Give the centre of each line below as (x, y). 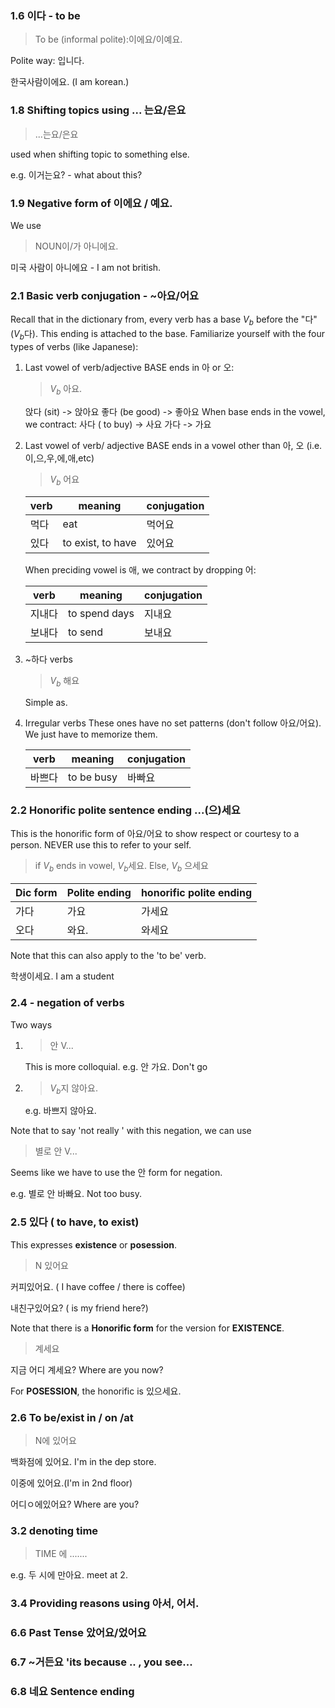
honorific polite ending (196, 893)
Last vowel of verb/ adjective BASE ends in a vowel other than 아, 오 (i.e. (173, 445)
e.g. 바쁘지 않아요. (60, 1111)
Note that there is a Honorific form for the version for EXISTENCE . (147, 1328)
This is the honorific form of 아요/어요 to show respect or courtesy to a (155, 834)
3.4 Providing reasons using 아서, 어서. (105, 1604)
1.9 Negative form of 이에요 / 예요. (91, 203)
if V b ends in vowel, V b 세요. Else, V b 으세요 (121, 867)
